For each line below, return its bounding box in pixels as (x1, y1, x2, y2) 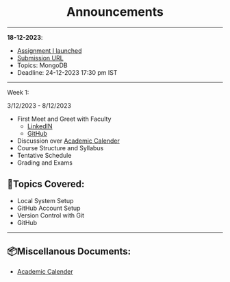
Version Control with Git (16, 211, 84, 220)
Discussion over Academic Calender (16, 137, 120, 145)
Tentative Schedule (16, 151, 72, 159)
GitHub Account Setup (16, 204, 81, 212)
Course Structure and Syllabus (16, 143, 104, 152)
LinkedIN (27, 121, 53, 130)
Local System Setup (16, 196, 74, 204)
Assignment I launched (16, 46, 82, 55)
